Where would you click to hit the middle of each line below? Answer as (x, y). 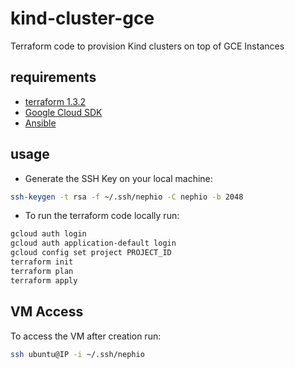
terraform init (42, 262)
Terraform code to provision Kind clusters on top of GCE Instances (147, 46)
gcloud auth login (48, 234)
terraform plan (42, 271)
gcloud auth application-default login (93, 243)
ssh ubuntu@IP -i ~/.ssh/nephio (77, 354)
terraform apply (44, 280)
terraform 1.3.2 (55, 101)
